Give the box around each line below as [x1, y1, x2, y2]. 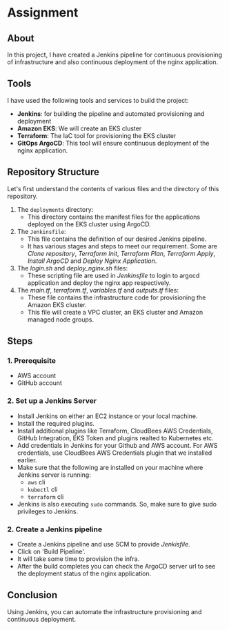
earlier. [17, 455, 37, 464]
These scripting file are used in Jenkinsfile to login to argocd [27, 271, 200, 279]
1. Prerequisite [7, 355, 57, 365]
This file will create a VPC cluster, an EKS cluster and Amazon [27, 308, 203, 316]
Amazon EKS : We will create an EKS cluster [17, 124, 142, 132]
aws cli [27, 478, 46, 486]
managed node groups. [27, 315, 94, 324]
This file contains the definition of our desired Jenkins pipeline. [27, 235, 207, 243]
